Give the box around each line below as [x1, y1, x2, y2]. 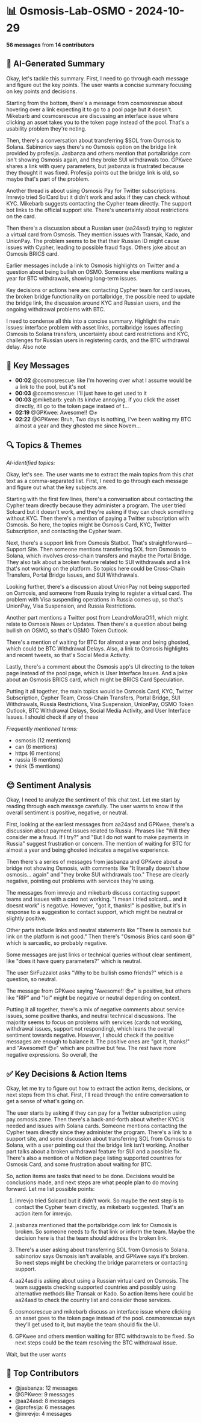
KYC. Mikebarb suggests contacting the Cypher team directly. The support [6, 199, 192, 207]
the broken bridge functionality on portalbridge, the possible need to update [6, 293, 195, 300]
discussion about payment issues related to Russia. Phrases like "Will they [6, 827, 190, 834]
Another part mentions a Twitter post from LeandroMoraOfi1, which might [6, 614, 188, 621]
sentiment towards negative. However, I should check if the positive [6, 1031, 175, 1039]
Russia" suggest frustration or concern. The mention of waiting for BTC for [6, 840, 191, 848]
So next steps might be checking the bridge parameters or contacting [14, 1259, 188, 1266]
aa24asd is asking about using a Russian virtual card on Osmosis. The [14, 1277, 189, 1284]
